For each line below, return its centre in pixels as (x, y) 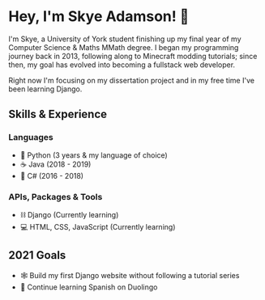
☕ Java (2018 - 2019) (56, 164)
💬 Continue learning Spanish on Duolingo (89, 287)
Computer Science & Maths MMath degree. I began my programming (124, 47)
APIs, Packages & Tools (56, 196)
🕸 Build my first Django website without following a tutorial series (130, 275)
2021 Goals (37, 255)
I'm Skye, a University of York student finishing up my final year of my (125, 39)
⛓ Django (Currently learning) (69, 214)
